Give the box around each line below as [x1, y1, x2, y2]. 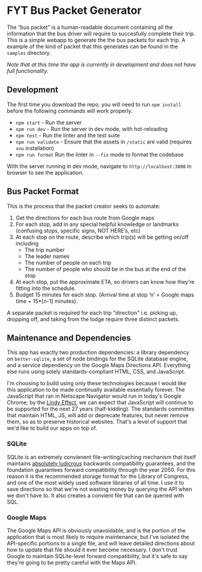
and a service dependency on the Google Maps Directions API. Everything [7, 362, 191, 369]
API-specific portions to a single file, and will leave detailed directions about [7, 539, 195, 547]
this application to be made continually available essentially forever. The [7, 386, 185, 394]
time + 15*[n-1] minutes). [15, 297, 78, 304]
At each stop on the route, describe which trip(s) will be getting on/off [15, 233, 189, 240]
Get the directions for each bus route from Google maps [15, 214, 155, 221]
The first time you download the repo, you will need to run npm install [7, 101, 182, 108]
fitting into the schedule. [15, 284, 76, 292]
